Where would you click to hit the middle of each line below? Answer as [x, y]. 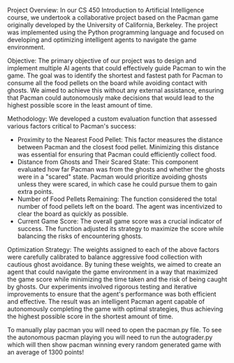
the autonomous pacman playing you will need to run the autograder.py [110, 337]
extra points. [35, 192]
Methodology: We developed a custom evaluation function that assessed [112, 119]
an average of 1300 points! [46, 352]
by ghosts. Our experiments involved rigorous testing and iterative [102, 287]
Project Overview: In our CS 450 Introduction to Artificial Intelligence [106, 10]
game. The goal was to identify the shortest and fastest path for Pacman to [115, 75]
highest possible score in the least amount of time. [80, 105]
